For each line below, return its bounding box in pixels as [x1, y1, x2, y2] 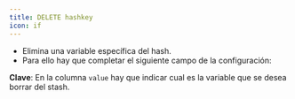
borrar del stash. [9, 81, 70, 92]
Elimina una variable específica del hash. [21, 45, 171, 56]
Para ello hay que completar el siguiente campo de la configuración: [21, 55, 272, 65]
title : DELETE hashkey [9, 12, 93, 22]
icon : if [9, 21, 42, 30]
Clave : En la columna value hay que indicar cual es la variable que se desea [9, 72, 287, 82]
